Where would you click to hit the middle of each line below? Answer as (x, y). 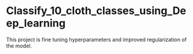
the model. (19, 46)
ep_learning (36, 23)
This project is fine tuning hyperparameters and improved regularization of (96, 39)
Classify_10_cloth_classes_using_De (96, 11)
